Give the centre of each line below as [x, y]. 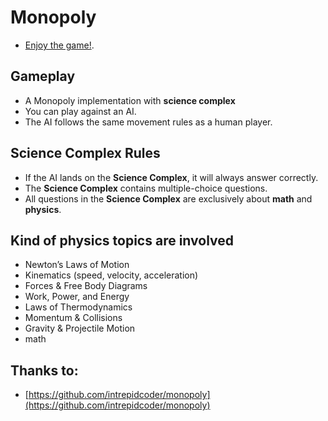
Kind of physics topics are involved [122, 240]
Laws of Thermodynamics [78, 307]
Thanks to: [44, 370]
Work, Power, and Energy [77, 297]
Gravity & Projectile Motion [80, 328]
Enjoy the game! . [59, 45]
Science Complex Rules [85, 153]
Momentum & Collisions [73, 318]
